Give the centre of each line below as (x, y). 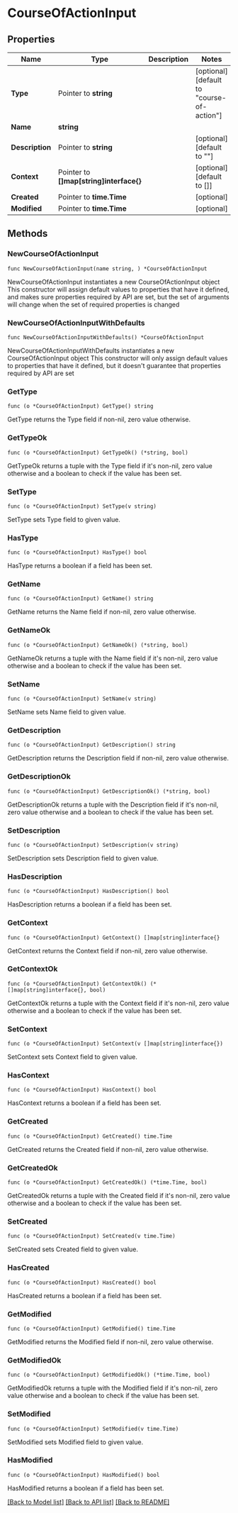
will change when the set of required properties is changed (93, 304)
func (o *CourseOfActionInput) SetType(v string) (82, 506)
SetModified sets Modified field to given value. (75, 1442)
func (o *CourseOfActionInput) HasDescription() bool (89, 892)
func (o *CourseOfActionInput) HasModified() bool (84, 1475)
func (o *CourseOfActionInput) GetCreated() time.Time (90, 1136)
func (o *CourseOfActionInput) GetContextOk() (77, 984)
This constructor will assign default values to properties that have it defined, (119, 289)
